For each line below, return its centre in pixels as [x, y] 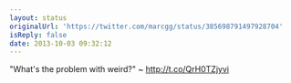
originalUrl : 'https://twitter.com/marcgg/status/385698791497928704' [146, 26]
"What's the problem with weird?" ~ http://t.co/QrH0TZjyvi [120, 69]
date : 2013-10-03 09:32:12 [61, 43]
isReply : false [38, 35]
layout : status [38, 18]
